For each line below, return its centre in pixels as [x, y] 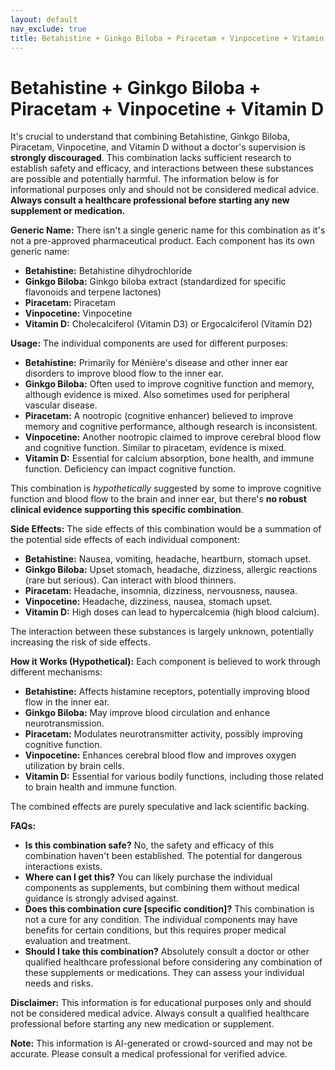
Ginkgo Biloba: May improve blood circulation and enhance [147, 713]
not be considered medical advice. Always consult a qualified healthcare [160, 1013]
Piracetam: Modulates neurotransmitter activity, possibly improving [163, 734]
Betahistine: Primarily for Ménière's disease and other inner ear [156, 363]
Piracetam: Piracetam [70, 303]
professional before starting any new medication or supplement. [142, 1024]
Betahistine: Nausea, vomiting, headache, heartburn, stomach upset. [168, 559]
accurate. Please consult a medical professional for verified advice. [149, 1054]
